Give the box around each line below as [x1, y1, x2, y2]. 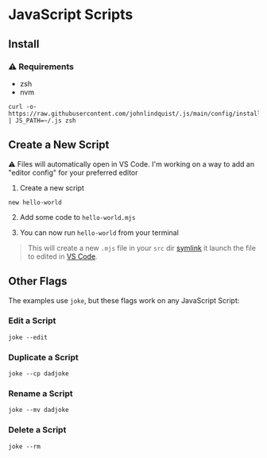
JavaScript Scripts [8, 6, 133, 24]
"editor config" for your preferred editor [8, 167, 138, 177]
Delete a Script [8, 425, 67, 436]
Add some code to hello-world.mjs [19, 212, 136, 221]
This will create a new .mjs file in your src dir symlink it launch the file [27, 243, 257, 252]
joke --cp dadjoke [8, 370, 69, 378]
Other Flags [8, 275, 68, 288]
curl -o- [8, 102, 37, 110]
